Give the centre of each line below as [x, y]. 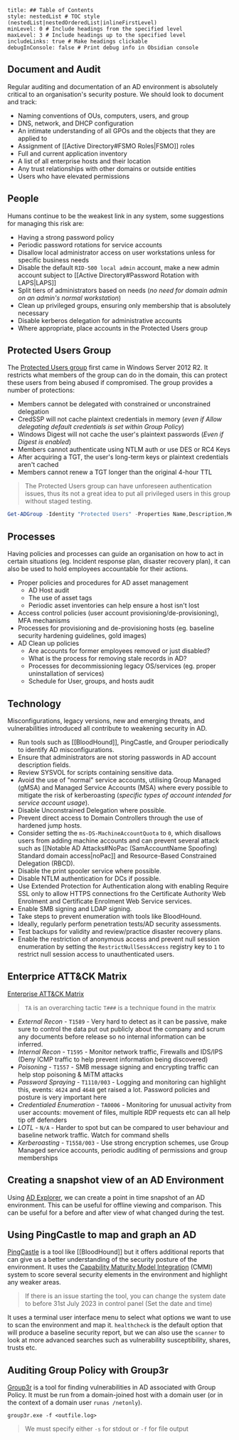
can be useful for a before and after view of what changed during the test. [116, 1213]
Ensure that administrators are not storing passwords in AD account [117, 757]
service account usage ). [54, 803]
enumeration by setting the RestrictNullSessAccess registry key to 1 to [121, 946]
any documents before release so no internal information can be [112, 1037]
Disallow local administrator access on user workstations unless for [116, 252]
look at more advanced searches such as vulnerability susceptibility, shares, [119, 1340]
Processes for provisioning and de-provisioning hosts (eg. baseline [116, 628]
